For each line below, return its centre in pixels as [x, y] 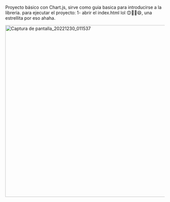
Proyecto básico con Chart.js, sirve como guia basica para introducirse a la [83, 7]
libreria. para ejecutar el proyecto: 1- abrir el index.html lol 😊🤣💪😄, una [79, 13]
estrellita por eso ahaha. [30, 18]
